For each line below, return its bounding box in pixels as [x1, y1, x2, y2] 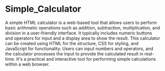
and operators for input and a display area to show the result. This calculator [5, 35, 160, 41]
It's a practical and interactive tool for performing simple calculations [16, 56, 156, 62]
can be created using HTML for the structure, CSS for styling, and [5, 40, 139, 46]
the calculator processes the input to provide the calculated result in [5, 50, 144, 57]
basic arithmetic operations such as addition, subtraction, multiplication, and [5, 24, 160, 30]
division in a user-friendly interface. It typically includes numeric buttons [5, 30, 152, 36]
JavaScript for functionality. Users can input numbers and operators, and [5, 46, 154, 51]
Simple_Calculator [5, 3, 81, 15]
